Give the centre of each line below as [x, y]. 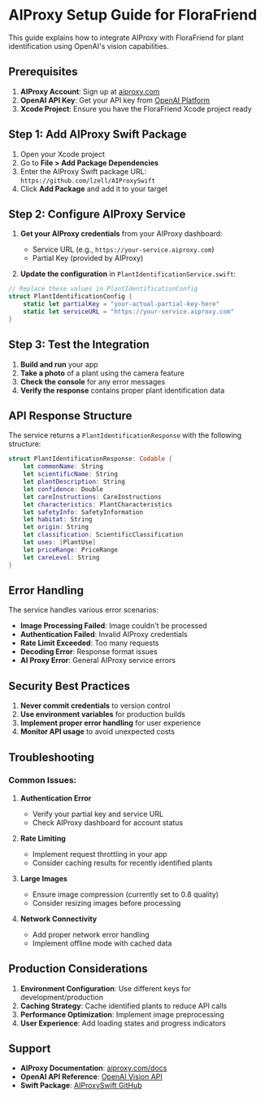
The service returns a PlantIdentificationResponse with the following [125, 435]
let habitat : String [58, 520]
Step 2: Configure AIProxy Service [97, 214]
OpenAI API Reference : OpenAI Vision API [91, 1077]
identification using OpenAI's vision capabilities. [89, 46]
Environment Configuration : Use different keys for [105, 988]
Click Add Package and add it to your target [94, 188]
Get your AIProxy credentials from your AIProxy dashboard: [121, 234]
